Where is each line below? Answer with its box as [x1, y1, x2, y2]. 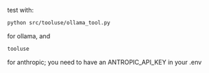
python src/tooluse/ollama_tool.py [7, 19, 111, 26]
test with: [7, 6, 34, 14]
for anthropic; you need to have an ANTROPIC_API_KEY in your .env [7, 58, 202, 66]
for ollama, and [7, 31, 51, 40]
